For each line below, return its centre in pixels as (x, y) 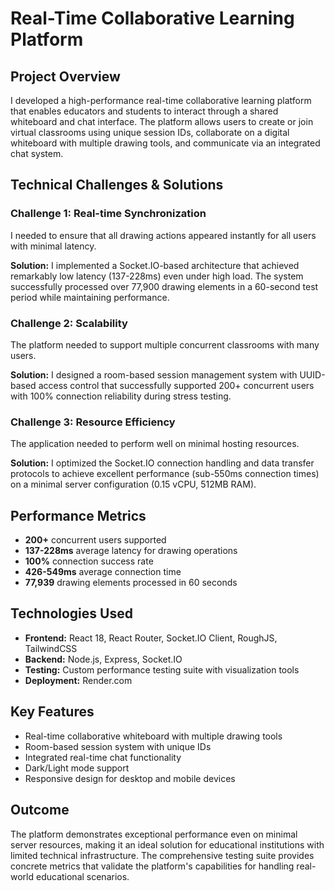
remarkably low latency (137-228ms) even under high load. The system (157, 276)
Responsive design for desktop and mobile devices (130, 778)
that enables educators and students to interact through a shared (144, 111)
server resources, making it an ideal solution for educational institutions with (167, 844)
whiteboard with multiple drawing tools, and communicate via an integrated (165, 143)
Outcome (40, 810)
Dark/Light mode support (77, 768)
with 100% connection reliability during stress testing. (121, 396)
